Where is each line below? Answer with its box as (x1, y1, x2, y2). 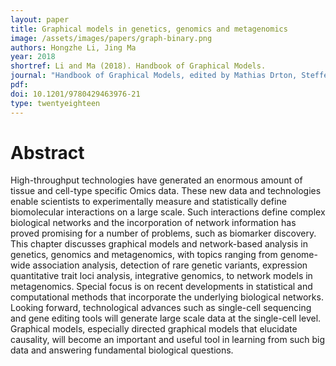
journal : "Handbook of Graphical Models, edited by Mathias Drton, (10, 71, 298, 81)
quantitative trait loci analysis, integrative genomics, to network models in (10, 270, 313, 282)
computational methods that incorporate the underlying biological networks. (10, 291, 324, 303)
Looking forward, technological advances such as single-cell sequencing (10, 302, 312, 314)
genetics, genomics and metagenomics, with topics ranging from (10, 249, 278, 261)
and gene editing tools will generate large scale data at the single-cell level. (10, 312, 322, 325)
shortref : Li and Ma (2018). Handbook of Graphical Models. (10, 61, 267, 71)
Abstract (10, 141, 85, 164)
